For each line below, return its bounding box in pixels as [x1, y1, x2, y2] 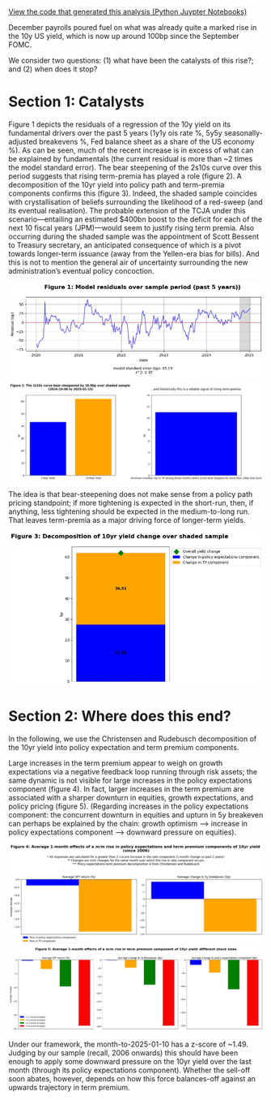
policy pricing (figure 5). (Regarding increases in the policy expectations [8, 801, 249, 811]
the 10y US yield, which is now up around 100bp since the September [8, 32, 240, 41]
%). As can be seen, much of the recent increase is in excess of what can [8, 145, 254, 155]
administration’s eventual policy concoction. [8, 265, 155, 275]
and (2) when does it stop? [8, 64, 98, 74]
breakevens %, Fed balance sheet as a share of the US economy [39, 136, 255, 146]
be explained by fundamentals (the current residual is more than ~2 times [8, 153, 253, 163]
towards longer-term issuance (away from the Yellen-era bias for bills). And [8, 248, 260, 258]
